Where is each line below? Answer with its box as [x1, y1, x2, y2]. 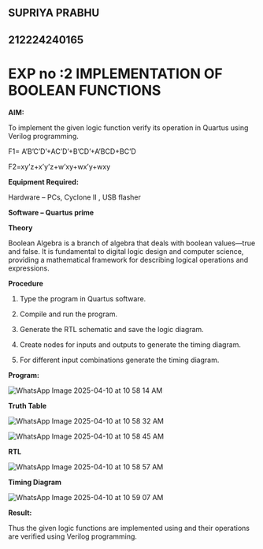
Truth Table [8, 401, 47, 410]
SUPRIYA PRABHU [8, 6, 100, 20]
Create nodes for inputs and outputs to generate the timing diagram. [19, 339, 242, 349]
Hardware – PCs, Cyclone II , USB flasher [8, 192, 142, 202]
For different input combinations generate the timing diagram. [19, 355, 220, 364]
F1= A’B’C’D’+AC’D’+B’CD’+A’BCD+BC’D [8, 146, 136, 156]
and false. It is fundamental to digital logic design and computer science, [8, 246, 244, 256]
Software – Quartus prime [8, 207, 94, 217]
